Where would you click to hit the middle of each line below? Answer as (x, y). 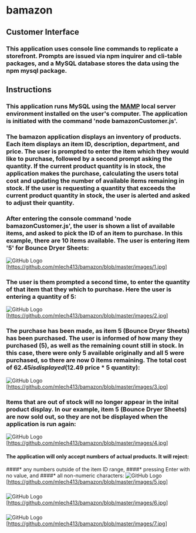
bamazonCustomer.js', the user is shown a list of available (91, 225)
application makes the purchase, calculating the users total (92, 173)
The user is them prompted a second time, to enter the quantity (98, 282)
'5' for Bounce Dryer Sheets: (48, 248)
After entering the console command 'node (69, 218)
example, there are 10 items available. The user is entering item (98, 240)
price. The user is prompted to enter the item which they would (97, 151)
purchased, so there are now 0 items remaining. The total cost (96, 360)
